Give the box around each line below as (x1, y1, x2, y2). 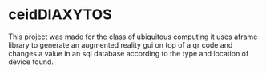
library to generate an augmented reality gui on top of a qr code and (8, 40, 233, 49)
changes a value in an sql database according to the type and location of (8, 48, 249, 58)
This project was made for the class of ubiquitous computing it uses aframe (8, 32, 258, 41)
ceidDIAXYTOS (8, 6, 112, 24)
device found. (8, 57, 54, 67)
